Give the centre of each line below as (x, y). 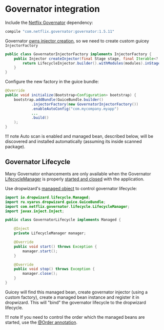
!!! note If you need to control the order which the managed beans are (75, 317)
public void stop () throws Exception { (54, 269)
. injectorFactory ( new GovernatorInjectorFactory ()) (85, 104)
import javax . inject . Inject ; (35, 211)
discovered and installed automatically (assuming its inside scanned (73, 142)
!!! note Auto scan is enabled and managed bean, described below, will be (79, 136)
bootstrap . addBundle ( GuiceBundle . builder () (59, 99)
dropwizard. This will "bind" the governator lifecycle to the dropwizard (76, 302)
